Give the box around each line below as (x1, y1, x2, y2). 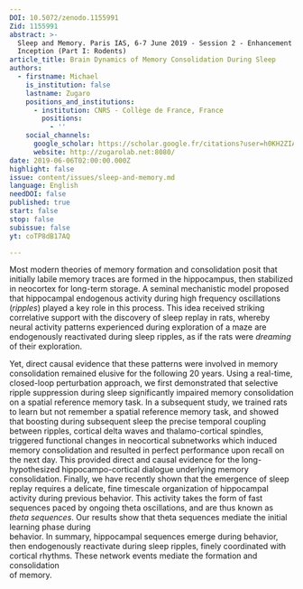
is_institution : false (25, 80, 111, 89)
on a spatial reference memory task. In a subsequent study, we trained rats (9, 397, 288, 407)
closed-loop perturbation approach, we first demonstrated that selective (9, 378, 279, 388)
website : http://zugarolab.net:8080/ (32, 147, 176, 156)
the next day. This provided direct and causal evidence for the (9, 454, 241, 465)
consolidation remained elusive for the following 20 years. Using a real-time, (9, 368, 293, 379)
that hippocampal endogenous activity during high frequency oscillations (9, 293, 281, 304)
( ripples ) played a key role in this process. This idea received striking (9, 303, 265, 313)
